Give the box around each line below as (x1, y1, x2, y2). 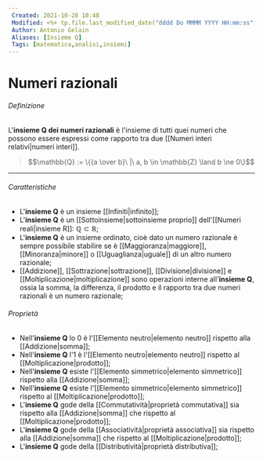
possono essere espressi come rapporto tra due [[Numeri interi (8, 133, 212, 143)
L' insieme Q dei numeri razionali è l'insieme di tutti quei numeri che (8, 125, 227, 134)
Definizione (8, 100, 45, 110)
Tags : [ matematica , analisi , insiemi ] (11, 41, 131, 49)
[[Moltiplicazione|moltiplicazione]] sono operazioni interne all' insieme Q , (19, 274, 254, 283)
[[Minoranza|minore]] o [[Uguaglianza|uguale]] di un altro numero (19, 249, 232, 259)
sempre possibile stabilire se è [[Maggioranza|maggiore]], (19, 241, 207, 250)
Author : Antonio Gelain (11, 26, 89, 34)
